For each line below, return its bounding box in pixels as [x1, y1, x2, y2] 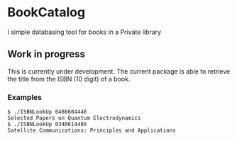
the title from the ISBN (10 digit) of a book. [7, 74, 131, 83]
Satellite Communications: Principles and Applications [7, 127, 176, 135]
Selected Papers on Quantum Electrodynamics [7, 115, 141, 122]
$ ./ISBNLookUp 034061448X [7, 121, 87, 128]
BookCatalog [7, 4, 86, 21]
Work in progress [7, 48, 85, 60]
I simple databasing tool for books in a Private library [7, 28, 162, 36]
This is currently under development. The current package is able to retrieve [7, 67, 231, 75]
